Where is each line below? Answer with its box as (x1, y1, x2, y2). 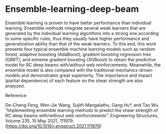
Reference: (5, 92, 28, 98)
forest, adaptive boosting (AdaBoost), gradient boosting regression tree (5, 51, 151, 57)
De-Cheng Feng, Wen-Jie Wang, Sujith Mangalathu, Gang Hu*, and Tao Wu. (5, 102, 160, 108)
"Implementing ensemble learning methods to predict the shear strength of (5, 107, 158, 113)
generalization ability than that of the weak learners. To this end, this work (5, 41, 157, 46)
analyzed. (5, 83, 25, 89)
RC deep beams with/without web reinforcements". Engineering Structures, (5, 112, 159, 118)
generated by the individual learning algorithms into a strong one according (5, 30, 159, 36)
